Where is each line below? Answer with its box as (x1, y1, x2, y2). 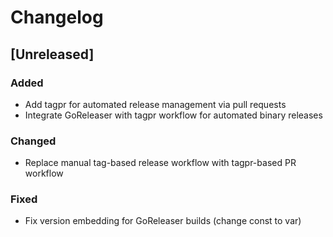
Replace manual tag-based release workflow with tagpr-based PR (24, 157, 297, 169)
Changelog (10, 6, 104, 29)
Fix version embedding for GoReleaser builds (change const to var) (24, 215, 302, 227)
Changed (10, 134, 57, 148)
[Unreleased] (10, 46, 95, 63)
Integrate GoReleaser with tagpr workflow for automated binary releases (24, 109, 323, 121)
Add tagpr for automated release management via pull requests (24, 98, 287, 110)
